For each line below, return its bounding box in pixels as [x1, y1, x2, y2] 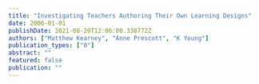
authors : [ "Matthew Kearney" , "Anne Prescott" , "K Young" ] [8, 34, 209, 42]
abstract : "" [8, 49, 52, 57]
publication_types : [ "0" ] [8, 42, 94, 50]
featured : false [8, 57, 62, 65]
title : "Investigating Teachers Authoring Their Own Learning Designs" [8, 11, 252, 20]
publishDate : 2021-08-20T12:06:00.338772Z [8, 26, 152, 34]
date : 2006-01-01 [8, 19, 66, 27]
